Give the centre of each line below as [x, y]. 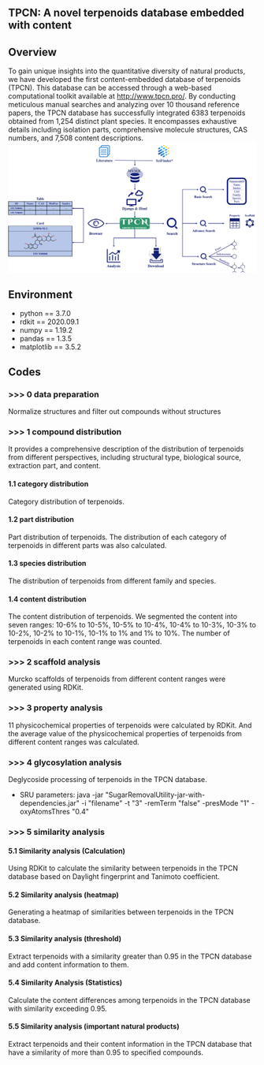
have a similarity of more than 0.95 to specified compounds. [106, 1052]
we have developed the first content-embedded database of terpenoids [125, 80]
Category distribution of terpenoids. [66, 501]
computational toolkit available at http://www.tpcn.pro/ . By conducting [122, 96]
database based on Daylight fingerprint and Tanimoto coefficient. [114, 877]
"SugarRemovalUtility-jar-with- [155, 795]
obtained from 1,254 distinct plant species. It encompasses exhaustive [123, 121]
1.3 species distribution [47, 564]
